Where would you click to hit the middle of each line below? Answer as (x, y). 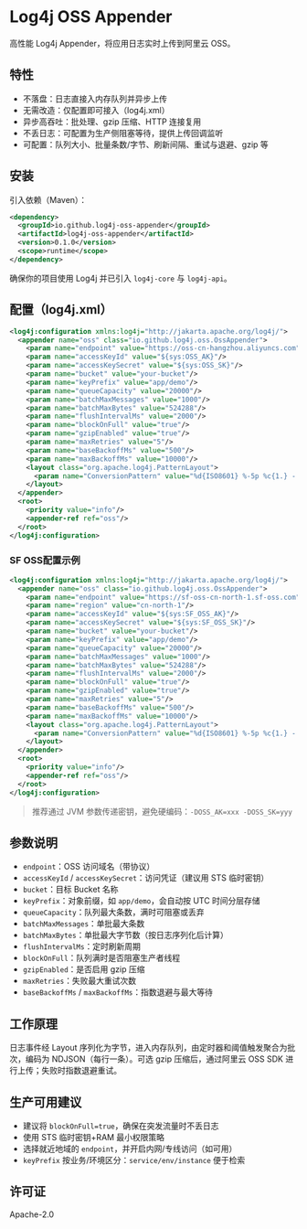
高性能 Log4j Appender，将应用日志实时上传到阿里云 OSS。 (122, 43)
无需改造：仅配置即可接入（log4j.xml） (96, 110)
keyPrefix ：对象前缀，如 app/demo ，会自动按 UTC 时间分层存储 (141, 901)
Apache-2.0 (32, 1214)
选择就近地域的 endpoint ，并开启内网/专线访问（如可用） (130, 1149)
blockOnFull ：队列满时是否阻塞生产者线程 (101, 958)
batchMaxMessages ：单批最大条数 (84, 924)
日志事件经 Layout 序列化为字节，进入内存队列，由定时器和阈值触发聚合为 (148, 1048)
